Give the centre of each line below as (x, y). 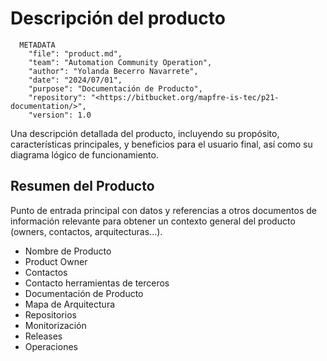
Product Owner (56, 261)
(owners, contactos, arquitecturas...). (86, 231)
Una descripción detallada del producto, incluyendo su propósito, (145, 133)
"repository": (57, 97)
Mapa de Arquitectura (70, 304)
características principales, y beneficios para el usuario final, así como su (161, 144)
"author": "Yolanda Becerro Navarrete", (113, 71)
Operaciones (51, 346)
